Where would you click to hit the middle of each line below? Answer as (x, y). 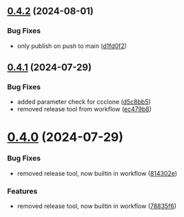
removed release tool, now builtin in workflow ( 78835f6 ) (97, 206)
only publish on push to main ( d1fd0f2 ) (72, 46)
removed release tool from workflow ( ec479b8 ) (84, 109)
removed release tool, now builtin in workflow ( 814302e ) (97, 173)
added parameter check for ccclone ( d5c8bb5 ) (84, 102)
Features (22, 191)
